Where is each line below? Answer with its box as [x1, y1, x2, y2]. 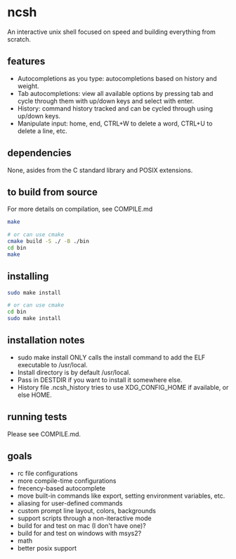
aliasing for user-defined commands [17, 498, 123, 508]
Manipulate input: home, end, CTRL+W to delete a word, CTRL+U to [17, 119, 213, 128]
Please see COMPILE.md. [7, 429, 81, 438]
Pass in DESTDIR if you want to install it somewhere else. [17, 375, 183, 384]
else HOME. [17, 391, 53, 399]
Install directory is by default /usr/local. [17, 368, 131, 376]
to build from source [7, 186, 98, 198]
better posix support [17, 543, 77, 552]
